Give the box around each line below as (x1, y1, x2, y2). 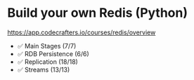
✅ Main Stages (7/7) (17, 41, 77, 50)
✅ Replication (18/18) (17, 58, 79, 66)
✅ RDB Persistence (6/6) (17, 49, 89, 58)
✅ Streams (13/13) (17, 65, 70, 74)
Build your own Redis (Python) (7, 5, 188, 21)
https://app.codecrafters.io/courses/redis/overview (7, 28, 156, 36)
